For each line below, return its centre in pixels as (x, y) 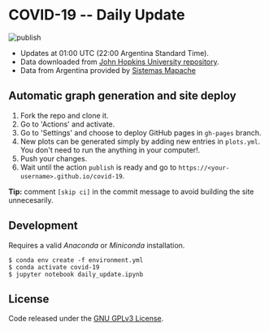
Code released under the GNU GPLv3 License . (86, 319)
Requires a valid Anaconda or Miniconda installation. (97, 245)
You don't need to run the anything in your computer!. (110, 150)
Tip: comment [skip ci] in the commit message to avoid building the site (131, 191)
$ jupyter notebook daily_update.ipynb (76, 274)
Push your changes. (54, 158)
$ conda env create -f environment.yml (76, 260)
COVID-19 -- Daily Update (97, 15)
